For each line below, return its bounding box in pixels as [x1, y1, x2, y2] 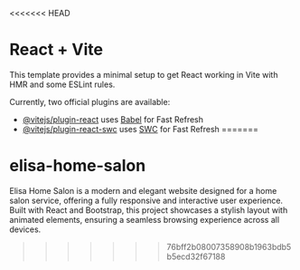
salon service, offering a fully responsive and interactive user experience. [9, 195, 283, 206]
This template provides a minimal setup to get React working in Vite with [9, 69, 278, 80]
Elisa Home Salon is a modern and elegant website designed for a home [9, 185, 277, 196]
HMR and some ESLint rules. [9, 79, 116, 90]
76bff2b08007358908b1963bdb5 [166, 241, 292, 252]
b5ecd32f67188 [166, 251, 226, 262]
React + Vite [9, 40, 104, 60]
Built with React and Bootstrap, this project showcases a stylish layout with [9, 204, 288, 216]
